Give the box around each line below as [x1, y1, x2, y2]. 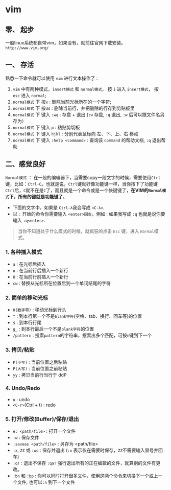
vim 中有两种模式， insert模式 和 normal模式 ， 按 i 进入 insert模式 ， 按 [12, 86, 159, 92]
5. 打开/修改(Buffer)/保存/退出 [5, 415, 79, 423]
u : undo [12, 396, 30, 402]
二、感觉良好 [5, 160, 46, 169]
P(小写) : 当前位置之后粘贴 [12, 359, 67, 365]
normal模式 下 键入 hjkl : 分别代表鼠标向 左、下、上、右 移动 [12, 130, 139, 136]
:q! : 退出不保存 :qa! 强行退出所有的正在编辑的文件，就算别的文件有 [12, 460, 156, 466]
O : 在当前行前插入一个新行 [12, 273, 68, 279]
